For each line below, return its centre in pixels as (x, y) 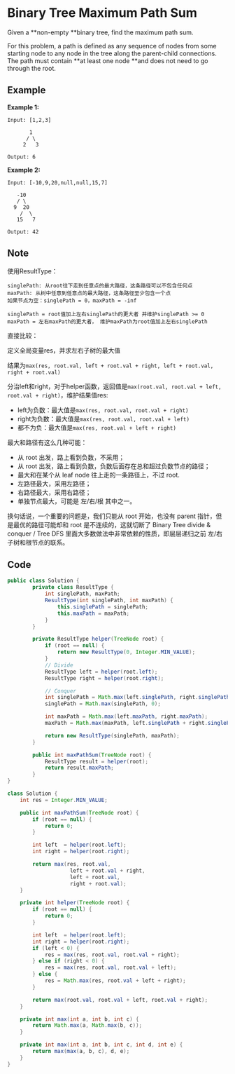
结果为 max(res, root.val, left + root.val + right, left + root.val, (111, 365)
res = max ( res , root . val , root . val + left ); (111, 968)
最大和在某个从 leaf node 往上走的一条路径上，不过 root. (99, 475)
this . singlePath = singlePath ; (103, 607)
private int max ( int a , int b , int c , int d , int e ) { (101, 1045)
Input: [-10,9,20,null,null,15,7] (58, 183)
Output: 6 (22, 157)
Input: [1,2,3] (29, 120)
